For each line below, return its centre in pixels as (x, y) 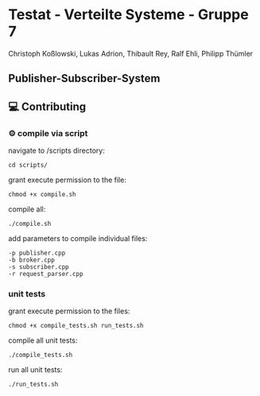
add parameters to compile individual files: (78, 239)
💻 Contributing (47, 106)
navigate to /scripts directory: (56, 151)
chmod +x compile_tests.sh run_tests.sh (76, 326)
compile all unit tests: (43, 340)
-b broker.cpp (32, 260)
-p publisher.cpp (37, 253)
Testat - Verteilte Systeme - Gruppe (128, 15)
